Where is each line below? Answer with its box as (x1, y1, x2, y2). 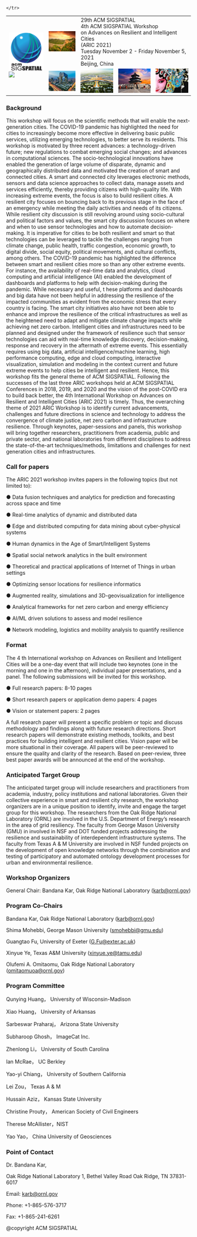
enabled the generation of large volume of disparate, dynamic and (6, 161, 166, 168)
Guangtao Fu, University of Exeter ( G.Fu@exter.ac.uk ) (6, 938, 136, 945)
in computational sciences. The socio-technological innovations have (6, 155, 174, 162)
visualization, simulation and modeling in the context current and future (6, 361, 178, 368)
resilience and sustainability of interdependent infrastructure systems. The (6, 834, 186, 841)
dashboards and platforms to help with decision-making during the (6, 280, 168, 287)
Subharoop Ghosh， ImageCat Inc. (6, 1033, 90, 1040)
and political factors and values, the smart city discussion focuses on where (6, 217, 190, 224)
